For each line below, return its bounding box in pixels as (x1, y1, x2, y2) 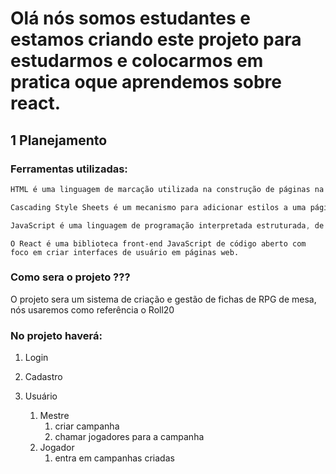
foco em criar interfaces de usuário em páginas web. (10, 247, 240, 257)
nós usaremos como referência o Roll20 (10, 303, 175, 316)
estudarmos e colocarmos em (10, 50, 264, 72)
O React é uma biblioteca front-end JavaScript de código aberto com (10, 238, 307, 249)
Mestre (39, 410, 70, 422)
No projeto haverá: (10, 328, 103, 342)
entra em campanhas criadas (54, 452, 175, 464)
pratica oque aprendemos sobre (10, 71, 282, 94)
